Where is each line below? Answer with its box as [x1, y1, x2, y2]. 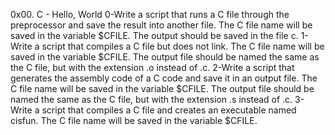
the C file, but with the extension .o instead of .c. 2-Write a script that [10, 62, 295, 73]
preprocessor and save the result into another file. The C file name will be [10, 19, 313, 31]
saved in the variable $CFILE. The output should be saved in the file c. [10, 30, 299, 41]
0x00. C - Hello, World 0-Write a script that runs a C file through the [10, 9, 290, 20]
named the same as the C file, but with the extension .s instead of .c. [10, 94, 293, 105]
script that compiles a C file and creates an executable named [41, 104, 297, 116]
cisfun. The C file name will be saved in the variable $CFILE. [10, 115, 258, 126]
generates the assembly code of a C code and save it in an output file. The [10, 72, 318, 84]
